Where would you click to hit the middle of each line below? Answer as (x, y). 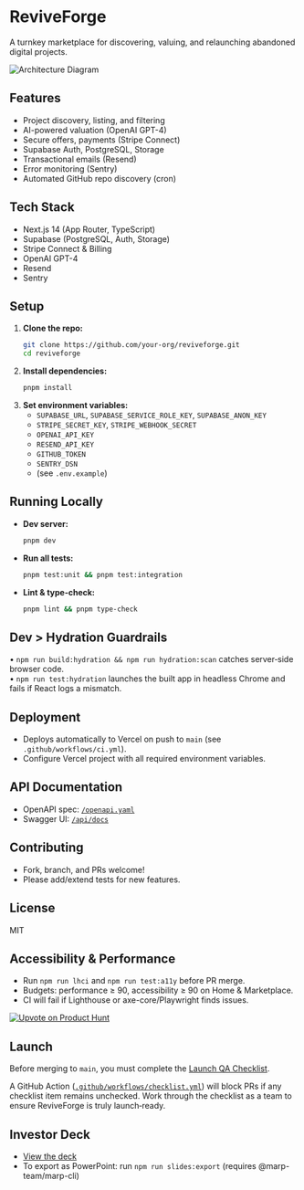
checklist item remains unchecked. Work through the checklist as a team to (151, 1096)
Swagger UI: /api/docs (66, 818)
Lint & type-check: (59, 592)
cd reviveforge (52, 353)
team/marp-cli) (51, 1175)
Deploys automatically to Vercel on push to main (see (122, 739)
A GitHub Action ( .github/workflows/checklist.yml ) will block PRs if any (146, 1086)
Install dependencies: (65, 371)
